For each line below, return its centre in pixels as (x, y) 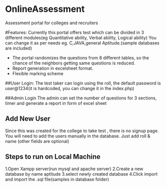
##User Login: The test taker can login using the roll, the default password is (83, 83)
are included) (19, 48)
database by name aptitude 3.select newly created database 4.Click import (82, 174)
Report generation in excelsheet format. (53, 68)
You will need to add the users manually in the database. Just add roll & (78, 136)
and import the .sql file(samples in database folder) (57, 179)
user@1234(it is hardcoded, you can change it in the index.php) (70, 88)
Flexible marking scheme (38, 73)
